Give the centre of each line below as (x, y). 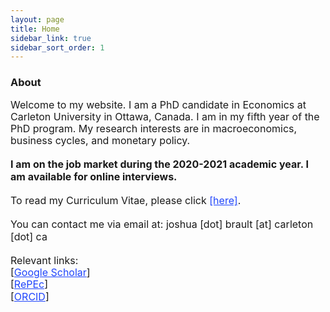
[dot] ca (29, 236)
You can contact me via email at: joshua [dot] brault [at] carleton (162, 224)
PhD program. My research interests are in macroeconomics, (154, 128)
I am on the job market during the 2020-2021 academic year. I (159, 164)
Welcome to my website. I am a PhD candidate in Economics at (158, 104)
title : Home (35, 29)
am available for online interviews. (94, 176)
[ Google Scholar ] (50, 273)
